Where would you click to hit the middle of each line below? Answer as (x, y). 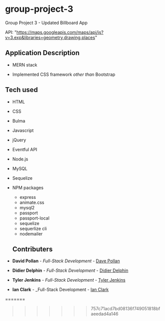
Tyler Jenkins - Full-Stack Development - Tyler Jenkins (69, 280)
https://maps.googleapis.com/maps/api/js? (60, 32)
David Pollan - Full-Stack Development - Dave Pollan (66, 261)
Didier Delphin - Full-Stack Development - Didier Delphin (70, 271)
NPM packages (28, 188)
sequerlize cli (33, 228)
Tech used (21, 90)
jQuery (19, 140)
